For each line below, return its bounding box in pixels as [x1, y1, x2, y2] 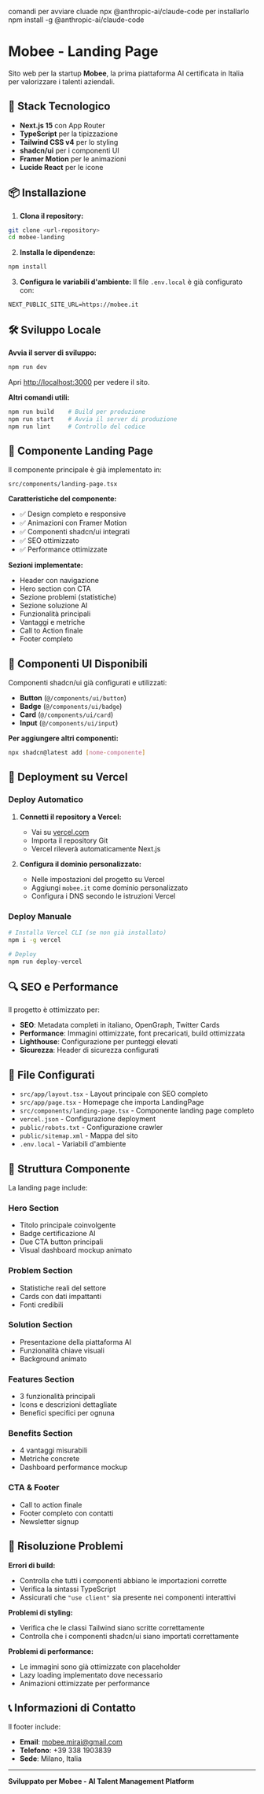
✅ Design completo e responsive [19, 509, 126, 519]
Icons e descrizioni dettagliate [19, 1400, 118, 1409]
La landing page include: [8, 1183, 88, 1192]
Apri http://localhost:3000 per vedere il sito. [8, 377, 150, 386]
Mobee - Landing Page [8, 42, 159, 61]
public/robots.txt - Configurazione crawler [19, 1123, 163, 1132]
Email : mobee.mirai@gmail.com [19, 1737, 123, 1747]
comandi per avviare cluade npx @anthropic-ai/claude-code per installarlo [8, 7, 250, 16]
